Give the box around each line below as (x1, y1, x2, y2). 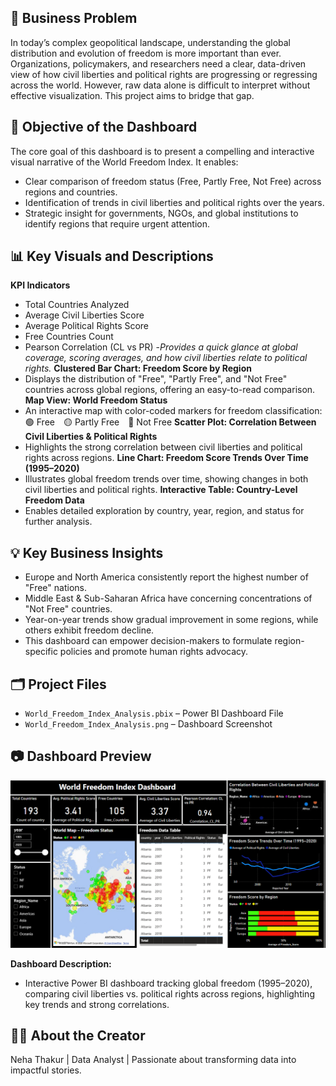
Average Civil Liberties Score (24, 309, 145, 321)
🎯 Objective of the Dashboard (10, 119, 198, 136)
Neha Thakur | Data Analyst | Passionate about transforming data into (10, 1054, 297, 1066)
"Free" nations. (24, 582, 87, 594)
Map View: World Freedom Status (24, 394, 168, 406)
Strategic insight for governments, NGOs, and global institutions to (24, 207, 299, 219)
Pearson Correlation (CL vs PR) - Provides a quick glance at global (24, 341, 298, 353)
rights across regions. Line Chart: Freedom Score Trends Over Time (24, 452, 309, 464)
